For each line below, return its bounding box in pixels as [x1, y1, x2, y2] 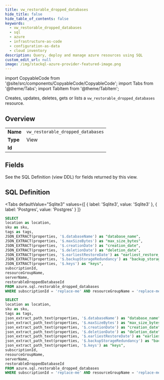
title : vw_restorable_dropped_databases [5, 7, 89, 12]
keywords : [5, 21, 25, 26]
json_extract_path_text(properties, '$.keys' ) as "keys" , [5, 343, 125, 348]
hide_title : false [5, 12, 42, 17]
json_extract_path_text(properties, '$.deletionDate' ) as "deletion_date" [5, 329, 161, 334]
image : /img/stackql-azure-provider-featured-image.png [5, 62, 121, 67]
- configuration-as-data [9, 44, 60, 48]
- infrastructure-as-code [9, 39, 62, 44]
